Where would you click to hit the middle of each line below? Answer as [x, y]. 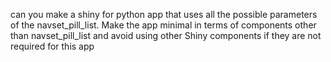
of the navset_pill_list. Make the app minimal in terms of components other [163, 25]
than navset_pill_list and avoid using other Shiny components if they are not [166, 35]
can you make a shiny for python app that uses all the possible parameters [164, 14]
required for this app [52, 46]
